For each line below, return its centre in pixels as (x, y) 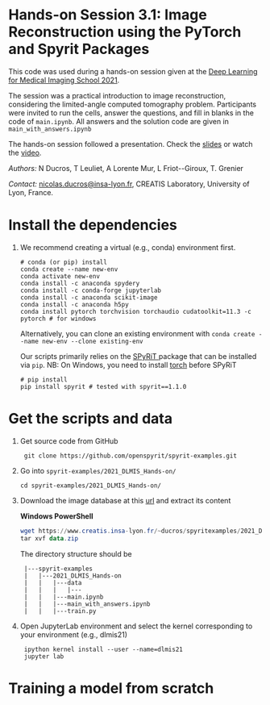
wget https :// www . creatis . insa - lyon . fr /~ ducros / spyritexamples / (130, 531)
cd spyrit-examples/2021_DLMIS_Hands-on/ (90, 486)
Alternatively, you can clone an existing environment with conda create (137, 333)
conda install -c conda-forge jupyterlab (90, 290)
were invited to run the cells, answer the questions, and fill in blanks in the (131, 113)
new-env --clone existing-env (92, 341)
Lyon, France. (31, 192)
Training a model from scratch (111, 688)
